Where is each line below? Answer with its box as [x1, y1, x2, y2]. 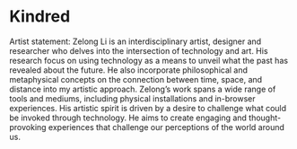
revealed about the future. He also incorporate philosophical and [9, 65, 249, 75]
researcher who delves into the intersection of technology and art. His [9, 45, 268, 56]
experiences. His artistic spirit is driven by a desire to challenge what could [9, 102, 287, 113]
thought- [248, 112, 281, 123]
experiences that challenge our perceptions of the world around [48, 121, 285, 132]
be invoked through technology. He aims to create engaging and [9, 112, 247, 123]
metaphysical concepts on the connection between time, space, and [9, 74, 263, 84]
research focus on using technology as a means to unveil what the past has [9, 55, 289, 66]
